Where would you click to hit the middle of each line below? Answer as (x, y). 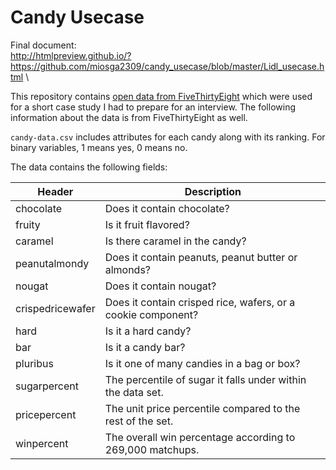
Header (55, 191)
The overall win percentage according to (200, 437)
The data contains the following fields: (89, 167)
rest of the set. (139, 421)
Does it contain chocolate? (167, 208)
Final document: (43, 45)
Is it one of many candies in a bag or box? (202, 363)
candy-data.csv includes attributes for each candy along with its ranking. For (168, 137)
